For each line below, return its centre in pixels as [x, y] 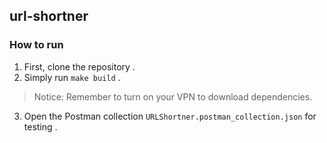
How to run [36, 45]
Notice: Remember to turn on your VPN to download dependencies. [173, 96]
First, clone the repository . [79, 66]
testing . [40, 126]
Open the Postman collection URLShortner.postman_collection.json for [170, 116]
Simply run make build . [72, 77]
